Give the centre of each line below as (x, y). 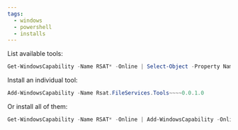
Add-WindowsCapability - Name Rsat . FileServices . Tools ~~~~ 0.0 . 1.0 (106, 93)
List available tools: (35, 54)
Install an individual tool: (42, 80)
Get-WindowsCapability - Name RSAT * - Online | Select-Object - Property (114, 67)
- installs (30, 34)
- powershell (33, 27)
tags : (15, 14)
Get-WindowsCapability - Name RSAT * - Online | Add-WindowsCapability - (114, 119)
